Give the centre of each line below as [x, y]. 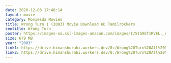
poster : [13, 34]
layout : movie [20, 15]
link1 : [12, 48]
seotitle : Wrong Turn [28, 29]
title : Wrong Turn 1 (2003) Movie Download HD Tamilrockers [70, 24]
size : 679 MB [19, 39]
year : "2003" [19, 43]
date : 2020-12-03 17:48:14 [34, 10]
